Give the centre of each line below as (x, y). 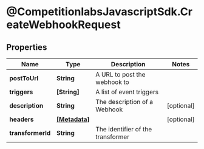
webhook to (112, 82)
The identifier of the (124, 129)
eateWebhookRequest (63, 25)
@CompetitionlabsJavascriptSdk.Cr (100, 12)
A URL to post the (121, 74)
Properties (27, 47)
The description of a (124, 102)
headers (22, 119)
